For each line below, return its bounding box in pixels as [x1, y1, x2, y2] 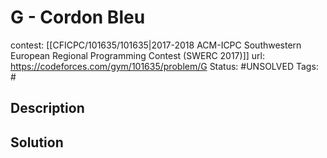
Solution [10, 134, 64, 151]
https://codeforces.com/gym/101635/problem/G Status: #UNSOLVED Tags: [10, 60, 319, 72]
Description [10, 100, 85, 117]
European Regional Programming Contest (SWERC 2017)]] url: [10, 49, 265, 61]
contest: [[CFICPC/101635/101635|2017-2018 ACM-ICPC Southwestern [10, 39, 302, 51]
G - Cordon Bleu [10, 6, 146, 29]
